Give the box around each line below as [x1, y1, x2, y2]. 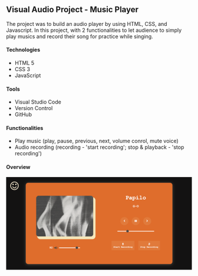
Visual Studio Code [14, 98, 62, 105]
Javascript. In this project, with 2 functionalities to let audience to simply [6, 26, 182, 34]
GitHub [14, 111, 32, 118]
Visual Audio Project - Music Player [6, 5, 139, 15]
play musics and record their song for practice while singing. [6, 32, 153, 40]
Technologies [6, 46, 41, 54]
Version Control [14, 105, 53, 112]
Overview [6, 164, 31, 171]
